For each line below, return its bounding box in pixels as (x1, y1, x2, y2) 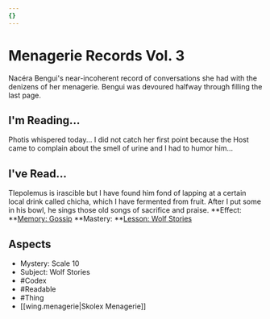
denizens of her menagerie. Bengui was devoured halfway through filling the (8, 81, 263, 91)
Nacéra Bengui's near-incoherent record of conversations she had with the (8, 73, 258, 83)
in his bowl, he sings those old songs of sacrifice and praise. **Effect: (8, 205, 242, 215)
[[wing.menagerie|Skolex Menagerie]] (19, 301, 147, 311)
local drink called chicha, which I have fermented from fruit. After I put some (8, 197, 262, 206)
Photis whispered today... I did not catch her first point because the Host (8, 135, 250, 145)
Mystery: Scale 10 (19, 259, 80, 268)
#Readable (19, 284, 56, 294)
